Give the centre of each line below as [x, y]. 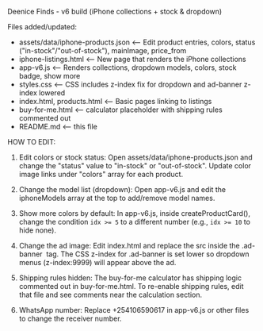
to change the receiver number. [70, 318]
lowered [52, 93]
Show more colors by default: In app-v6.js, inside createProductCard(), [135, 213]
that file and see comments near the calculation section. [111, 294]
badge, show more [50, 76]
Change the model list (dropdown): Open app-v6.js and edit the [122, 189]
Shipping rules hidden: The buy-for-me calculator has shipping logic [130, 278]
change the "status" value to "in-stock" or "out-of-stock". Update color [135, 165]
